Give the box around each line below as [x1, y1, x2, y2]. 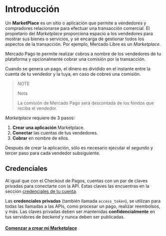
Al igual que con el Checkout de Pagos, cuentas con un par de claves [5, 178, 148, 184]
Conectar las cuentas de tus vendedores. [12, 129, 98, 135]
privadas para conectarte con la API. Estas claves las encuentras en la [5, 183, 150, 189]
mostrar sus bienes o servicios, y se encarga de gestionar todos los [5, 36, 145, 42]
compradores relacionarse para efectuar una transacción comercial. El [5, 25, 150, 31]
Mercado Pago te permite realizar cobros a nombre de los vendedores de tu [5, 51, 161, 57]
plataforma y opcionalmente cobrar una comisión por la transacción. [5, 56, 146, 62]
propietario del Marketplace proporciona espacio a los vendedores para [5, 30, 153, 36]
